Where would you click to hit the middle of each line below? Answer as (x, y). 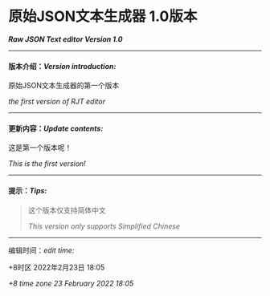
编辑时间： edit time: (41, 250)
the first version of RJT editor (57, 102)
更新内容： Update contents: (56, 128)
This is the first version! (47, 164)
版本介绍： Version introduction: (62, 66)
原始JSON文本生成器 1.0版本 (103, 16)
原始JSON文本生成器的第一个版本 (64, 86)
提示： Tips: (28, 190)
